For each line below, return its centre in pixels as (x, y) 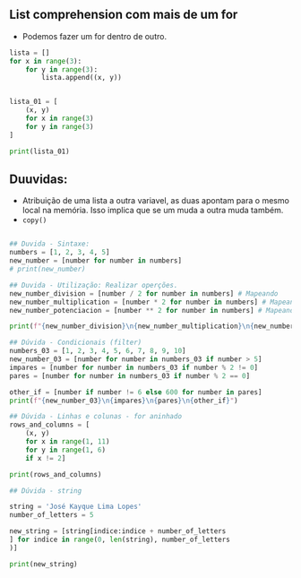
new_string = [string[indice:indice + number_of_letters (118, 531)
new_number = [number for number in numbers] (95, 261)
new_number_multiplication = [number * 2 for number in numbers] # (138, 302)
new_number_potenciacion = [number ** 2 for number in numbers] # (136, 310)
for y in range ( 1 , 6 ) (65, 450)
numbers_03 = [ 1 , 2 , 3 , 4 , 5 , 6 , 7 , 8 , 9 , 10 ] (98, 351)
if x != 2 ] (46, 458)
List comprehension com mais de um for (124, 15)
